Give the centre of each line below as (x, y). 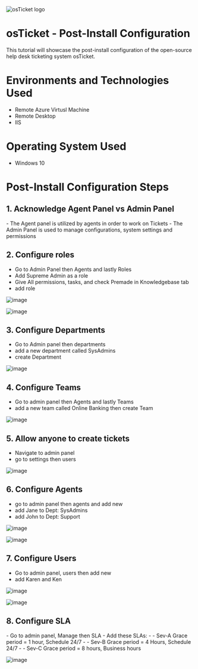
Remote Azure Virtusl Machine (52, 109)
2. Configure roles (40, 255)
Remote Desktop (35, 116)
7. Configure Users (41, 558)
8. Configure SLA (39, 621)
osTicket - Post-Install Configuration (98, 34)
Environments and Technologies (88, 81)
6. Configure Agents (45, 490)
